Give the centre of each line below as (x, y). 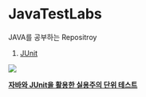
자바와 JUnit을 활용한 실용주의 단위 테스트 (73, 84)
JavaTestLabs (55, 14)
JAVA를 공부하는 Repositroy (53, 37)
